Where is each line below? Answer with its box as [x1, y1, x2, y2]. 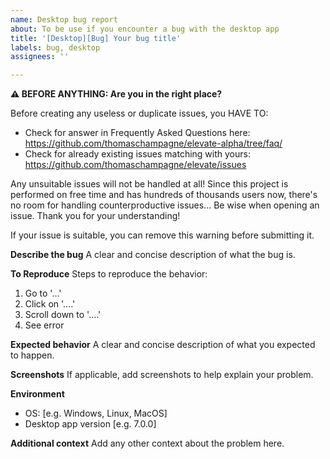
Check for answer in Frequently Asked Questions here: [24, 127, 251, 139]
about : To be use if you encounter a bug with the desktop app [10, 24, 280, 34]
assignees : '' [10, 52, 70, 62]
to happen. [10, 349, 55, 361]
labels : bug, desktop [10, 42, 101, 53]
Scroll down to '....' [24, 309, 102, 321]
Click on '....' [24, 298, 76, 310]
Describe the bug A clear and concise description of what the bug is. [10, 249, 296, 261]
